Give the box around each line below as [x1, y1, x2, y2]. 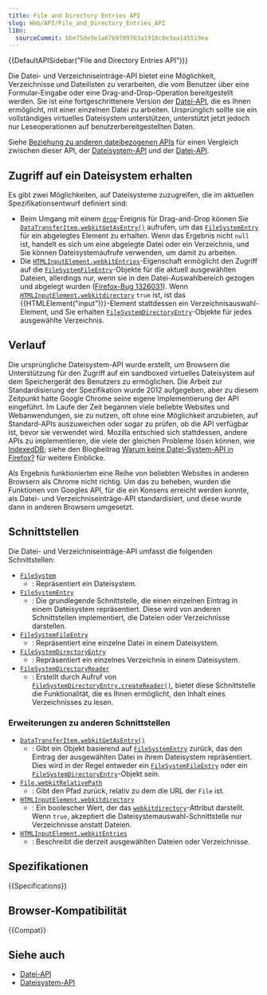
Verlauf [8, 339, 46, 352]
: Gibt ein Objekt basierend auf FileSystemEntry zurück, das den [31, 743, 243, 753]
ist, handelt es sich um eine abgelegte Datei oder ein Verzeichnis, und [19, 240, 249, 249]
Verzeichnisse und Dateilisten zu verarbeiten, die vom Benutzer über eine [8, 80, 249, 89]
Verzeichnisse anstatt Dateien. [31, 820, 132, 829]
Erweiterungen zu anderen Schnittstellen [8, 717, 171, 728]
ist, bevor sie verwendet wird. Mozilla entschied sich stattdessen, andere [8, 427, 248, 437]
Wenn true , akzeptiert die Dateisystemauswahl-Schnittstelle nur [31, 811, 243, 821]
